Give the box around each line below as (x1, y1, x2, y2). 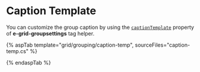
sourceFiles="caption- (135, 41, 190, 48)
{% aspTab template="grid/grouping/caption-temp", (6, 41, 134, 48)
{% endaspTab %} (6, 59, 51, 66)
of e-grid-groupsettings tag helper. (6, 30, 94, 37)
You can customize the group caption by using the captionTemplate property (6, 24, 195, 31)
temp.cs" (6, 47, 29, 54)
